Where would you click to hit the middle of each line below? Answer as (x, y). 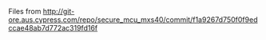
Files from (25, 11)
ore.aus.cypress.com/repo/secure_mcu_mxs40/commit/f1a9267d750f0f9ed (133, 20)
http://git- (59, 11)
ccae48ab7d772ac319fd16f (53, 28)
